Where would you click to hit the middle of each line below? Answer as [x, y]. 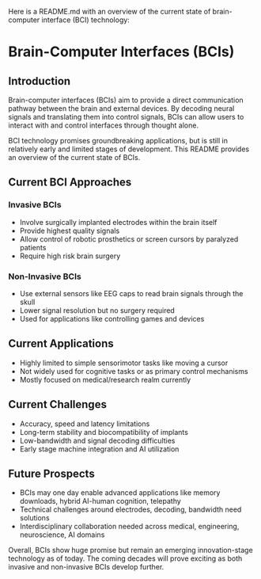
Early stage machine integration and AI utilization [99, 449]
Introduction [40, 81]
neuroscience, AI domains [62, 535]
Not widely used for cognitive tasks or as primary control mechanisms [134, 371]
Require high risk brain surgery [70, 256]
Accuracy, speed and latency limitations [85, 424]
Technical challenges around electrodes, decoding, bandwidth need [130, 509]
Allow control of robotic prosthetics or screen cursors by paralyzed [129, 239]
